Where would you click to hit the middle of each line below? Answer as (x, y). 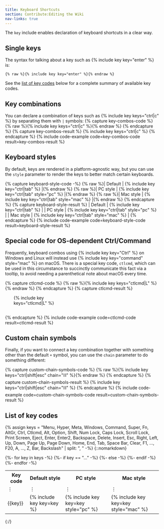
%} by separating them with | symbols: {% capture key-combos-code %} (79, 121)
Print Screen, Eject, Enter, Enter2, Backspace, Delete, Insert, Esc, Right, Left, (82, 438)
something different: (25, 360)
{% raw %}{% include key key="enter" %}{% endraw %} (60, 74)
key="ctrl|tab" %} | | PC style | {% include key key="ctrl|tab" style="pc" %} (81, 210)
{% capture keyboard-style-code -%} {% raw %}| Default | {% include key (80, 184)
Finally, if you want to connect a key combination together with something (79, 350)
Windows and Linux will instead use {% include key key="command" (74, 258)
